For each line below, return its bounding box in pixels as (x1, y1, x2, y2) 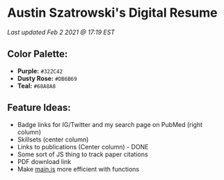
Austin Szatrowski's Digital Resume (7, 5, 218, 21)
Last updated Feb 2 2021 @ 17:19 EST (7, 28, 115, 36)
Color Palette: (7, 48, 68, 60)
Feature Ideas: (7, 102, 71, 114)
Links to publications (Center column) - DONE (17, 142, 149, 151)
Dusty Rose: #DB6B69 (17, 74, 78, 82)
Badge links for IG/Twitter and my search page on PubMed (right (17, 120, 203, 128)
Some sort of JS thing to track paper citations (17, 150, 148, 158)
